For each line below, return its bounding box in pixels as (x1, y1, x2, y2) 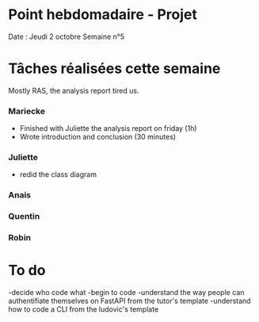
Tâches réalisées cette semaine (8, 59, 221, 78)
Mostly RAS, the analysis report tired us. (8, 86, 139, 95)
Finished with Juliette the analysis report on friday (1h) (19, 124, 197, 133)
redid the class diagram (19, 170, 97, 179)
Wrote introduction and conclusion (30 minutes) (19, 132, 177, 142)
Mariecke (8, 105, 46, 117)
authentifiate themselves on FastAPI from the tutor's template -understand (8, 296, 251, 306)
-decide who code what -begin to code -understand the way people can (8, 288, 245, 297)
